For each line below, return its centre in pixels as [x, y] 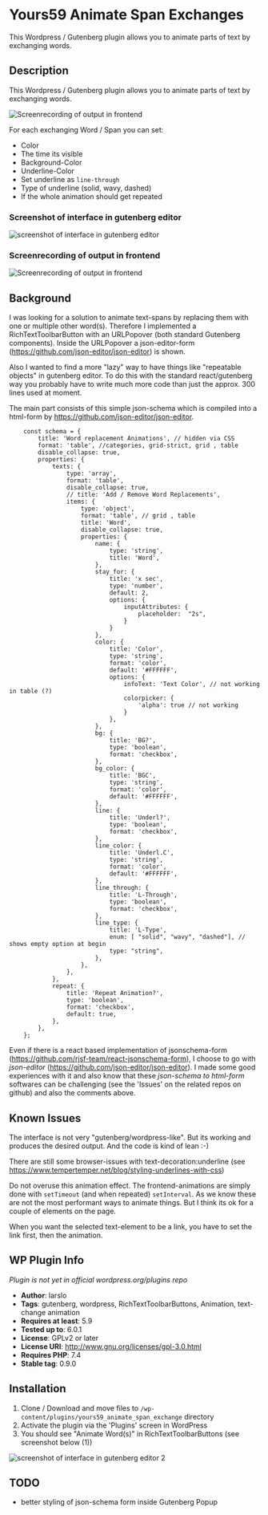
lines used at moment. [46, 393]
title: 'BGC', [133, 776]
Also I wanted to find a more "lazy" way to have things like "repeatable [125, 368]
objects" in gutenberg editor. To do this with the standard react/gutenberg [131, 376]
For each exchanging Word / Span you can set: [86, 129]
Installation [38, 1389]
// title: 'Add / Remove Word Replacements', [143, 495]
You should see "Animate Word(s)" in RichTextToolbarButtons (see [130, 1433]
